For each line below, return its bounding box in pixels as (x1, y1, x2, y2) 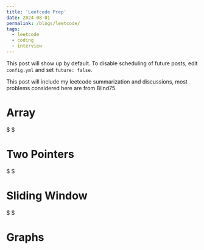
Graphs (6, 230, 44, 244)
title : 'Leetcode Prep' (6, 9, 67, 15)
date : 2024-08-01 (6, 15, 51, 21)
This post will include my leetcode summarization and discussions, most (6, 77, 188, 85)
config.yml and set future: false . (6, 66, 93, 73)
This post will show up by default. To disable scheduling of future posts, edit (6, 59, 198, 67)
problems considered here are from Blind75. (6, 84, 117, 91)
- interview (12, 43, 43, 49)
